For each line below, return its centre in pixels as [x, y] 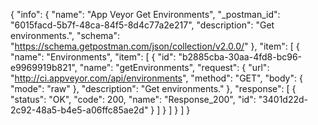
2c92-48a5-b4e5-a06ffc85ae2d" [79, 110]
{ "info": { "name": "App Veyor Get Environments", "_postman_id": [145, 14]
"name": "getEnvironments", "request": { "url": [174, 67]
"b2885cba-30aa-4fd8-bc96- [240, 57]
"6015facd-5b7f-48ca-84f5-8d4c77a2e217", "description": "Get [142, 25]
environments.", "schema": [65, 35]
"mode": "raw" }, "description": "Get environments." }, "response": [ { [153, 88]
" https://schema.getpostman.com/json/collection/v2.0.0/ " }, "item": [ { [155, 46]
